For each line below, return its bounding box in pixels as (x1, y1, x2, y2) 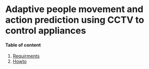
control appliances (5, 25, 86, 36)
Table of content (5, 42, 41, 48)
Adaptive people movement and (5, 4, 144, 15)
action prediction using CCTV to (5, 14, 144, 26)
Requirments (12, 53, 40, 59)
